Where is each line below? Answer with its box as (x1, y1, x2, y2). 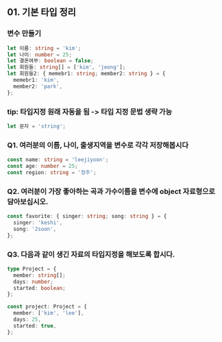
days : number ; (13, 278, 53, 285)
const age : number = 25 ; (7, 163, 78, 170)
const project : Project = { (7, 304, 88, 310)
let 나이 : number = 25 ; (7, 51, 72, 58)
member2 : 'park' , (13, 83, 63, 90)
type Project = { (7, 265, 57, 272)
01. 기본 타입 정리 (7, 6, 77, 19)
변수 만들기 (7, 29, 42, 38)
